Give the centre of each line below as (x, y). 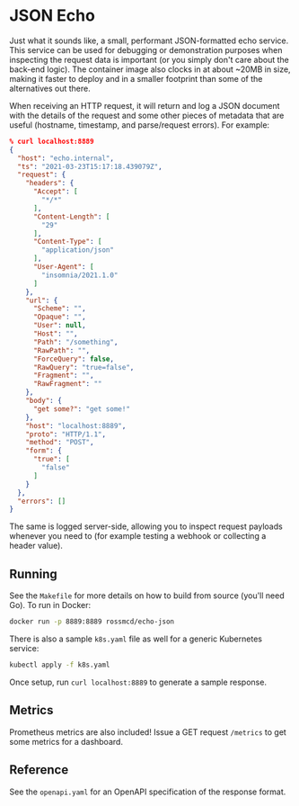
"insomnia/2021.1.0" (80, 275)
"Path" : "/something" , (75, 342)
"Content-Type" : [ (67, 242)
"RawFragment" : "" (67, 384)
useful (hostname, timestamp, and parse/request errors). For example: (140, 125)
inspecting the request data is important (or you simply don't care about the (149, 59)
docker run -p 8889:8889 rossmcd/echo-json (92, 622)
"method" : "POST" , (60, 443)
